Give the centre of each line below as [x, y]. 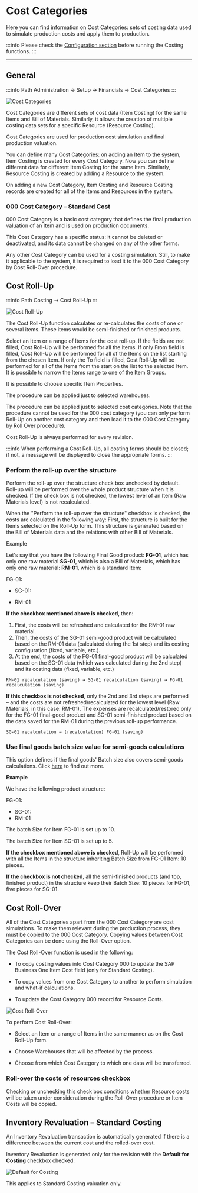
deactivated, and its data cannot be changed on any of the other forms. [93, 243]
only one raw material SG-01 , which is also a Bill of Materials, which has [93, 562]
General [21, 75]
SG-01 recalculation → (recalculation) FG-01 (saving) [75, 732]
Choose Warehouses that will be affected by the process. [84, 1052]
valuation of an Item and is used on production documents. [77, 225]
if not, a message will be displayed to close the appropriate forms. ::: [89, 454]
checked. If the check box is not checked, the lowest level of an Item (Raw [96, 496]
